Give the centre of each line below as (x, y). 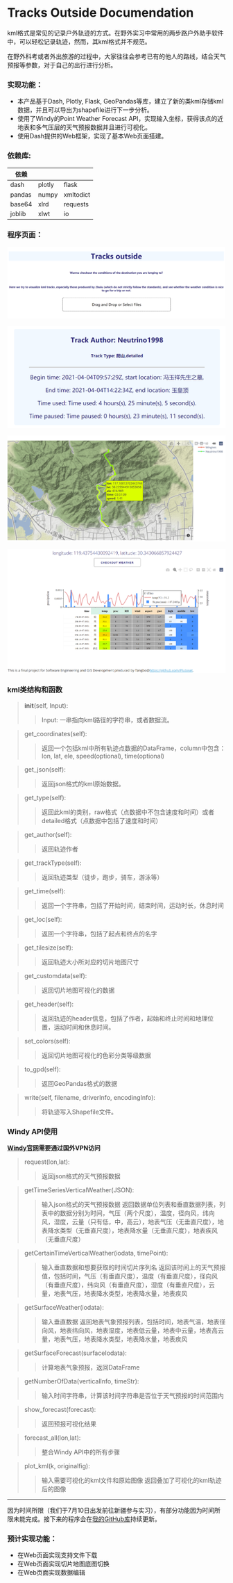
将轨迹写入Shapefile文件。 (79, 1112)
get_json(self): (45, 769)
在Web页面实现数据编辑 (51, 1573)
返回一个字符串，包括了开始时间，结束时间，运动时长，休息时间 (132, 905)
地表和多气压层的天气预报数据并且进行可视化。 (84, 127)
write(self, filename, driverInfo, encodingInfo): (90, 1097)
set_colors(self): (47, 1041)
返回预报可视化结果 (69, 1424)
